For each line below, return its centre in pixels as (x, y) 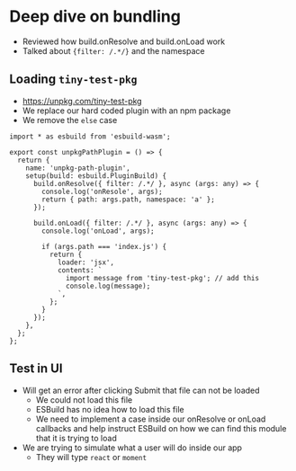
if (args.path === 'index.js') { (104, 246)
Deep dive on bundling (95, 17)
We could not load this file (84, 400)
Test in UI (36, 369)
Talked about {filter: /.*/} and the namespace (113, 50)
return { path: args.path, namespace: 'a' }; (129, 200)
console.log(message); (108, 286)
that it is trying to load (76, 438)
